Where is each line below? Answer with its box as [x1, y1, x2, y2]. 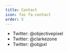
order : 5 [5, 17, 24, 22]
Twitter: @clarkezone [12, 36, 57, 42]
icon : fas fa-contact [5, 12, 51, 17]
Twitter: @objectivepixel [12, 31, 63, 37]
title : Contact [5, 7, 38, 13]
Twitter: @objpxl [12, 41, 47, 47]
